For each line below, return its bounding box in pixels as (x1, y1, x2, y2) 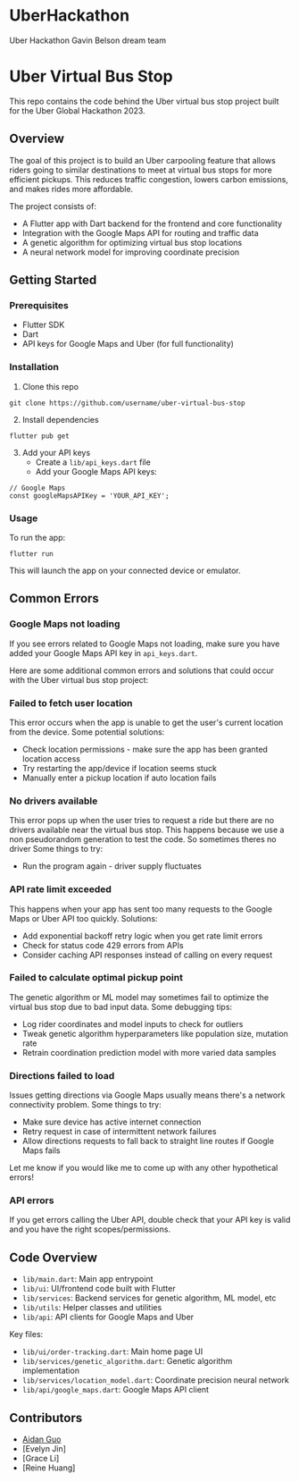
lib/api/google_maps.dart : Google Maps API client (21, 1385, 210, 1395)
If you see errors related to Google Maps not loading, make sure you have (9, 638, 280, 649)
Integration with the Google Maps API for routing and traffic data (21, 227, 259, 238)
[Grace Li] (21, 1453, 60, 1464)
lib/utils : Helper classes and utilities (21, 1302, 162, 1313)
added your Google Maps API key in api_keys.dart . (9, 647, 198, 658)
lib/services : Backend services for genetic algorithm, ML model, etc (21, 1293, 277, 1303)
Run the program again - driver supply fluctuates (21, 861, 203, 872)
